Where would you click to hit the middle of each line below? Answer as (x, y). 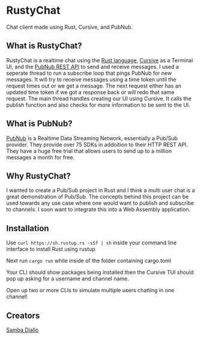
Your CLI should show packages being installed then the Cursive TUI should (100, 273)
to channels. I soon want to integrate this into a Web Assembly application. (98, 210)
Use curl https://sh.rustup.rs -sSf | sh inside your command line (91, 243)
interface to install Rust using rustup (51, 249)
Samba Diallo (22, 330)
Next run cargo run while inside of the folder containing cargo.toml (89, 261)
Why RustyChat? (38, 176)
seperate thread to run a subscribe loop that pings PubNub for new (89, 73)
